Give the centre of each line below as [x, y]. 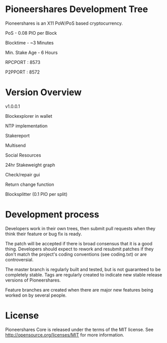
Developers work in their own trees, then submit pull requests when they [80, 228]
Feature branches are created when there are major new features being [79, 290]
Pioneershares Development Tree [77, 9]
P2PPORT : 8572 [23, 72]
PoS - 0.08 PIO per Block [31, 33]
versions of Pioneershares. [33, 280]
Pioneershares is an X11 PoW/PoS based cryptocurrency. [64, 23]
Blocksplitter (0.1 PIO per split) [36, 194]
